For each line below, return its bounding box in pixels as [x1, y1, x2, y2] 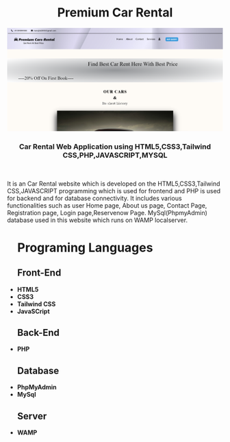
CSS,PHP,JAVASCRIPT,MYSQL [62, 151, 168, 160]
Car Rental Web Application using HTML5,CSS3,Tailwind [18, 142, 211, 151]
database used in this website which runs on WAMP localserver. [7, 216, 188, 224]
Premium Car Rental [57, 5, 173, 21]
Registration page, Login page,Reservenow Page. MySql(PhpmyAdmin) [7, 208, 207, 217]
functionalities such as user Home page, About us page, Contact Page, [7, 201, 207, 210]
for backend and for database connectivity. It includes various [7, 194, 183, 202]
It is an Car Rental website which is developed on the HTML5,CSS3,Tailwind [7, 180, 220, 188]
